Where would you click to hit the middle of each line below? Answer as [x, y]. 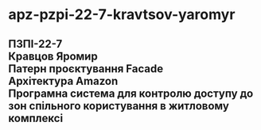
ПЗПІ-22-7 [35, 44]
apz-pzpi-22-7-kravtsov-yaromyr [122, 15]
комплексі [36, 118]
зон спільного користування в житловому [119, 106]
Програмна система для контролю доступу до [131, 93]
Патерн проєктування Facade [86, 69]
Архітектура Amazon [63, 81]
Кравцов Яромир [53, 56]
